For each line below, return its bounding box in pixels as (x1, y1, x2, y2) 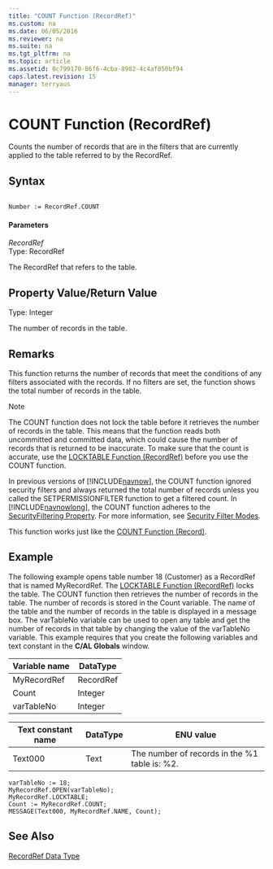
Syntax (8, 174, 45, 188)
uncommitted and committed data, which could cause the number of (8, 434, 238, 444)
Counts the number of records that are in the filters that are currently (8, 142, 239, 151)
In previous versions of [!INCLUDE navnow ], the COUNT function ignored (8, 477, 252, 487)
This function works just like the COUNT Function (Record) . (8, 526, 207, 537)
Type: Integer (8, 308, 54, 317)
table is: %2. (131, 758, 179, 769)
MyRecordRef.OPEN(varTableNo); (8, 786, 115, 794)
